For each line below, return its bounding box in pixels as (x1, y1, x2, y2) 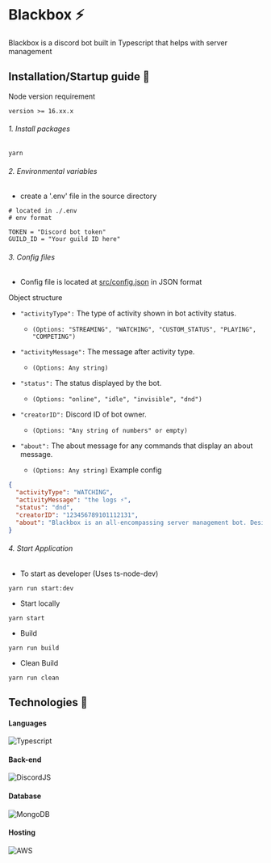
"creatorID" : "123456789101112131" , (15, 510, 139, 519)
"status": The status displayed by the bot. (19, 379, 162, 388)
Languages (8, 718, 47, 728)
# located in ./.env (8, 207, 78, 215)
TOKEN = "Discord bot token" (8, 228, 106, 236)
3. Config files (8, 252, 55, 262)
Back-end (8, 755, 42, 764)
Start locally (19, 599, 60, 608)
